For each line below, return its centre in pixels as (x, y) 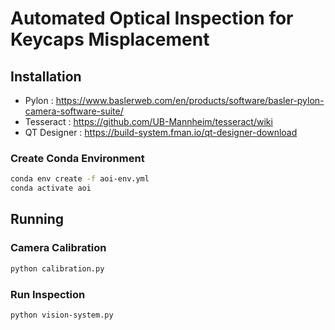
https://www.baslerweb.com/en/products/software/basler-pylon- (190, 100)
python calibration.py (57, 268)
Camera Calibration (58, 248)
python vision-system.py (62, 315)
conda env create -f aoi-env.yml (80, 179)
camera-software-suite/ (74, 111)
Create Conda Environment (77, 158)
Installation (46, 76)
